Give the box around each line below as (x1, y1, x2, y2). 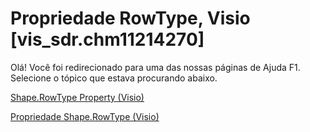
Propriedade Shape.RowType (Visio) (10, 110, 160, 122)
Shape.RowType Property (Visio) (10, 91, 145, 103)
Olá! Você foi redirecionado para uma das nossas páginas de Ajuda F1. (10, 61, 301, 73)
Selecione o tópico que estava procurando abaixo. (10, 72, 218, 84)
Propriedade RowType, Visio (10, 7, 251, 30)
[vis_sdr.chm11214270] (10, 28, 205, 51)
